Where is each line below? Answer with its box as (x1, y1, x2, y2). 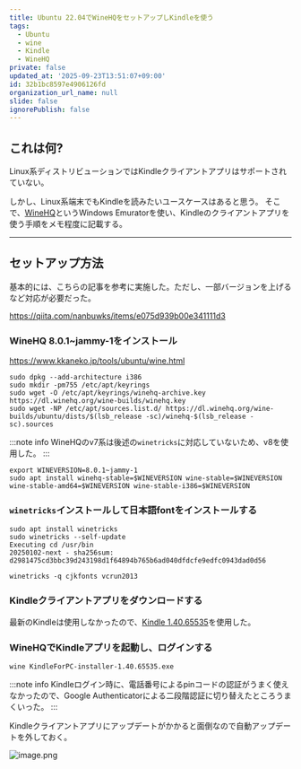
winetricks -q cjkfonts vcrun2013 (9, 572, 139, 581)
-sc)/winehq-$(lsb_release (145, 412, 246, 422)
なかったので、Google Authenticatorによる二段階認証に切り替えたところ (9, 690, 276, 701)
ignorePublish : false (9, 105, 90, 114)
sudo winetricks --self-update (9, 533, 126, 542)
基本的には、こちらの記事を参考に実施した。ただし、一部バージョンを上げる (9, 281, 292, 292)
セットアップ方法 (9, 256, 104, 271)
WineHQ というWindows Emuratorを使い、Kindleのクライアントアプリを (24, 207, 290, 218)
